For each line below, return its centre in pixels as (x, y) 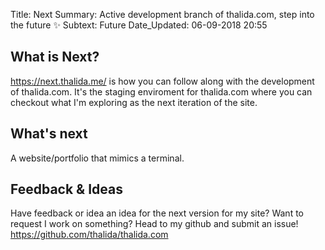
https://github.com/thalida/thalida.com (89, 235)
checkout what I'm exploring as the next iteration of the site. (134, 102)
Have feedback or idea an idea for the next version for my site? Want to (157, 213)
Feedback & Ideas (67, 189)
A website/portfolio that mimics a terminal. (97, 158)
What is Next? (55, 57)
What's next (49, 134)
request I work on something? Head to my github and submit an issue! (154, 224)
